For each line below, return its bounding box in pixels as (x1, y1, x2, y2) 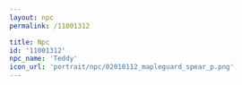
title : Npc (9, 38, 50, 47)
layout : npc (9, 13, 54, 22)
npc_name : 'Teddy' (9, 55, 78, 64)
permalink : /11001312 (9, 21, 91, 30)
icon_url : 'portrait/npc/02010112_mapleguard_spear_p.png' (9, 63, 235, 72)
